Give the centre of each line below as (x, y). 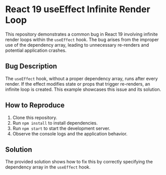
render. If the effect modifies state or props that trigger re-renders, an (78, 84)
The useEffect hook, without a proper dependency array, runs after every (81, 78)
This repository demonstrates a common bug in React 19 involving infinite (81, 34)
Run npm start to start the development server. (61, 128)
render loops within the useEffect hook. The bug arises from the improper (82, 40)
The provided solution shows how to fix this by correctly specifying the (79, 162)
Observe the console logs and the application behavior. (70, 133)
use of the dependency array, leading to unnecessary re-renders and (77, 45)
